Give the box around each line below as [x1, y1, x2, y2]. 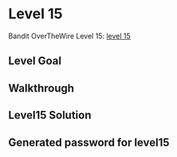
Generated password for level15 [8, 135, 170, 149]
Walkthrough [8, 81, 74, 95]
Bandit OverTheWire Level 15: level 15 [8, 31, 132, 41]
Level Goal [8, 54, 62, 68]
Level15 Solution [8, 108, 92, 122]
